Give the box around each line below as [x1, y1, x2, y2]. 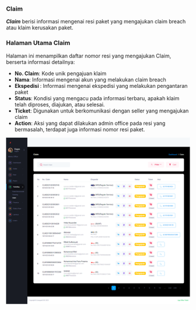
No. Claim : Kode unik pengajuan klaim [14, 70, 107, 77]
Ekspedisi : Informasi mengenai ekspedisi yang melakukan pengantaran [14, 82, 188, 89]
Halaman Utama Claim [6, 39, 71, 47]
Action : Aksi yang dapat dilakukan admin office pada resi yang [14, 120, 166, 127]
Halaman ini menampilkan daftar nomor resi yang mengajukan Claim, [6, 52, 171, 59]
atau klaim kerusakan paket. [6, 24, 73, 31]
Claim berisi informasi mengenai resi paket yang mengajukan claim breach [6, 18, 186, 25]
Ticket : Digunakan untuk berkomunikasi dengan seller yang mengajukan [14, 107, 189, 114]
